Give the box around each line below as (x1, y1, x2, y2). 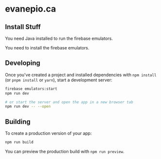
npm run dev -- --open (5, 104, 51, 109)
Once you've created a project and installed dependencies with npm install (5, 72, 157, 78)
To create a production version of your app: (5, 130, 92, 136)
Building (5, 117, 31, 126)
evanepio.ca (5, 3, 56, 15)
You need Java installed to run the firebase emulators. (5, 35, 113, 41)
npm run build (5, 140, 34, 145)
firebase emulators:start (5, 86, 57, 91)
